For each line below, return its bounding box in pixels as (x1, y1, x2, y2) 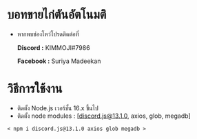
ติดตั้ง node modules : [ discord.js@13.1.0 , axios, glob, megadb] (17, 112, 191, 120)
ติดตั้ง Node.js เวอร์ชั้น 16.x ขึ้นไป (17, 103, 98, 112)
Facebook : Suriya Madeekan (17, 57, 101, 65)
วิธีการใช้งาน (7, 81, 63, 97)
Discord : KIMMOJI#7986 (17, 43, 91, 51)
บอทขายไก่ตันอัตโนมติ (7, 7, 107, 23)
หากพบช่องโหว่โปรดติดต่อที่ (17, 29, 79, 38)
